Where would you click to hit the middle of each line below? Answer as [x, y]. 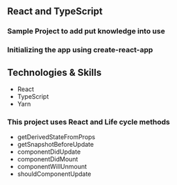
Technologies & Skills [54, 72]
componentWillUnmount [52, 167]
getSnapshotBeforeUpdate [56, 145]
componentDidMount [48, 159]
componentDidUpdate [49, 152]
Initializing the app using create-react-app [80, 50]
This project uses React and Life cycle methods [88, 122]
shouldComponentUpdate [54, 174]
